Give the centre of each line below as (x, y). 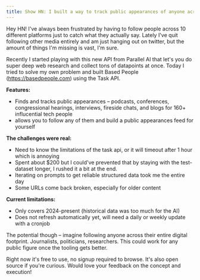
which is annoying (37, 156)
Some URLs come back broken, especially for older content (88, 188)
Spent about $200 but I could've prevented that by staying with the (97, 162)
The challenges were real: (39, 138)
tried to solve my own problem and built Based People (72, 71)
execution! (19, 272)
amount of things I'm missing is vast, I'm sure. (62, 48)
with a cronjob (32, 223)
